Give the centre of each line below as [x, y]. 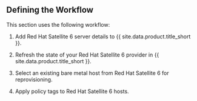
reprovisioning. [34, 79]
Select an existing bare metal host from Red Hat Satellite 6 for [92, 73]
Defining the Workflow [50, 10]
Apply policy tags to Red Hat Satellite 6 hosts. [72, 91]
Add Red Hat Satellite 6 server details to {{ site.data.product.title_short [103, 37]
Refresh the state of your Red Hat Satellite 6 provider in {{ [87, 55]
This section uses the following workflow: [58, 24]
